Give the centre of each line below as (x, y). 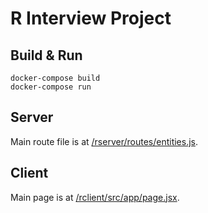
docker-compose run (51, 87)
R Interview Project (91, 18)
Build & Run (46, 55)
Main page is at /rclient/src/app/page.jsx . (95, 197)
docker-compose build (55, 78)
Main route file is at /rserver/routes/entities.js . (104, 141)
